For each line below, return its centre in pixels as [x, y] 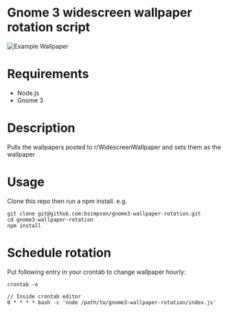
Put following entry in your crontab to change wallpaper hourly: [96, 272]
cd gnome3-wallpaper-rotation [50, 220]
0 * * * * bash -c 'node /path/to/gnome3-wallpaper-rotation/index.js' [112, 302]
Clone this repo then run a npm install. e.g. [67, 201]
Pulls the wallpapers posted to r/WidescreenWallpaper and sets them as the [114, 147]
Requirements [48, 74]
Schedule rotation [59, 253]
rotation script [49, 27]
